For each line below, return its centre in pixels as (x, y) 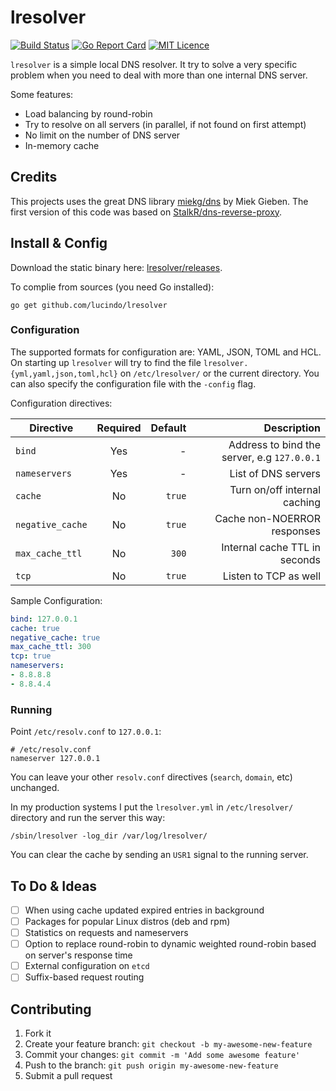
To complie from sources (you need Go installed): (112, 287)
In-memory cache (62, 145)
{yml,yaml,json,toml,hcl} (64, 374)
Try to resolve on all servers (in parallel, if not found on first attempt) (165, 124)
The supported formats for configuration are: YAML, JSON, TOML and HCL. (166, 352)
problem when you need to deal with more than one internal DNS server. (159, 75)
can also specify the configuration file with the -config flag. (133, 383)
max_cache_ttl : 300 (51, 647)
